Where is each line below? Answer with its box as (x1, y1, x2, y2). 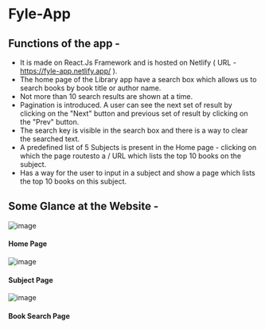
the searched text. (19, 134, 80, 144)
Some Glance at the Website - (8, 200, 159, 213)
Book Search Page (8, 311, 70, 320)
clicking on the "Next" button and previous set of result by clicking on (19, 109, 248, 118)
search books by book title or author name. (19, 83, 162, 93)
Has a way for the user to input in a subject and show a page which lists (19, 168, 256, 177)
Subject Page (8, 275, 53, 284)
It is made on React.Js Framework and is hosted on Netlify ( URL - (19, 57, 237, 67)
